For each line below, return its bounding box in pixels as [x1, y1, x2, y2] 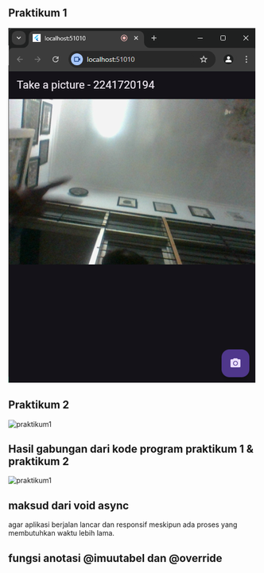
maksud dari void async [8, 498, 130, 512]
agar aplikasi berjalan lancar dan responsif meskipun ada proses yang [8, 520, 238, 529]
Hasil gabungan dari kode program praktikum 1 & [8, 443, 254, 456]
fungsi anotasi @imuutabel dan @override [8, 552, 223, 565]
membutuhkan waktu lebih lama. [8, 528, 115, 538]
